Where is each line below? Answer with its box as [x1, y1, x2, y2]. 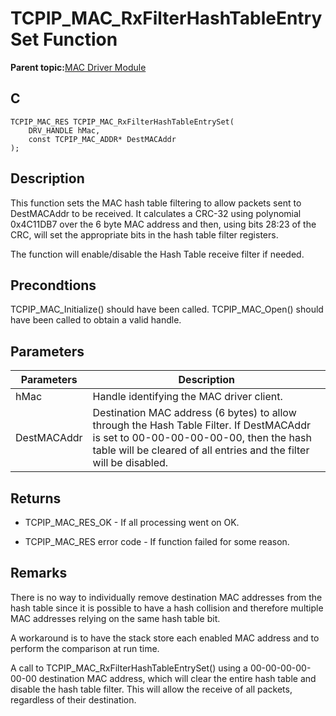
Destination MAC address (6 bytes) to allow [92, 406, 297, 420]
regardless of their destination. [10, 693, 137, 706]
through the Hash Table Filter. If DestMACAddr [92, 418, 311, 432]
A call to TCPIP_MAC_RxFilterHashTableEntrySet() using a [10, 662, 248, 674]
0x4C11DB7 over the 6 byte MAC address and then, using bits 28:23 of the [10, 218, 317, 230]
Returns [10, 490, 62, 507]
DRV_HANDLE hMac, [28, 125, 101, 136]
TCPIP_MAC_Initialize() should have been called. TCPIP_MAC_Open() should [10, 303, 324, 316]
